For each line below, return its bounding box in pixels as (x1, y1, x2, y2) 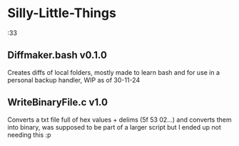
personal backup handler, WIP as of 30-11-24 (7, 75, 141, 84)
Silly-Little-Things (7, 5, 116, 21)
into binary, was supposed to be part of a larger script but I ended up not (7, 122, 221, 131)
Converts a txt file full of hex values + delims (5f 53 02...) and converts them (7, 115, 232, 124)
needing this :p (7, 130, 51, 139)
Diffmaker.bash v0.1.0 (7, 49, 107, 61)
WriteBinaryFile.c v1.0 (7, 96, 108, 108)
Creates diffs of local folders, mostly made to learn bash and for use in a (7, 68, 220, 76)
